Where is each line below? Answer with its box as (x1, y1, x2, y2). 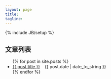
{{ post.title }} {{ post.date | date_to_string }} (12, 64, 106, 70)
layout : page (5, 7, 32, 12)
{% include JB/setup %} (5, 30, 54, 36)
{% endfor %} (12, 69, 41, 75)
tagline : (5, 16, 23, 21)
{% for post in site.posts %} (12, 58, 69, 64)
